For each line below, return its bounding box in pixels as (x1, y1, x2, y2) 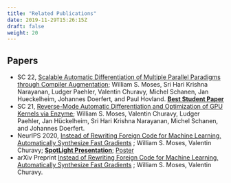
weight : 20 (7, 29, 38, 36)
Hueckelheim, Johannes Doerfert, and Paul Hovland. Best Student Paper (16, 95, 224, 103)
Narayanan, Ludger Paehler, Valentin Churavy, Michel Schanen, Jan (16, 87, 209, 96)
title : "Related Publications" (7, 10, 97, 17)
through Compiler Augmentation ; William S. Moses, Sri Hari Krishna (16, 80, 208, 89)
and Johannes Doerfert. (16, 125, 85, 133)
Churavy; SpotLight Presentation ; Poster (16, 146, 134, 155)
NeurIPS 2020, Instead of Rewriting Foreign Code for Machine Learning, (16, 131, 221, 140)
